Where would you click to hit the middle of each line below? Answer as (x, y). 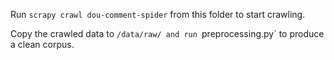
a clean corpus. (42, 44)
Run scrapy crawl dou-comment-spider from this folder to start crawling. (158, 14)
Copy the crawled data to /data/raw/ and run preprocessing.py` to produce (167, 33)
